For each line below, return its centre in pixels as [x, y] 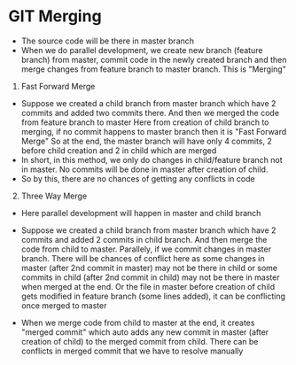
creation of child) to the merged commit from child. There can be [140, 341]
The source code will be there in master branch [108, 41]
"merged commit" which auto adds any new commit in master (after [145, 332]
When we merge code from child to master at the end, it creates [138, 322]
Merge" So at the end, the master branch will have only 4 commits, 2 [146, 141]
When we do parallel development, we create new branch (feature [142, 50]
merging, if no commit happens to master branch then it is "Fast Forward [154, 131]
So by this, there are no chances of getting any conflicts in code [138, 178]
